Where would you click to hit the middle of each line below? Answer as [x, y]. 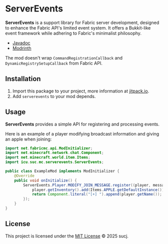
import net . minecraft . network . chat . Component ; [54, 153]
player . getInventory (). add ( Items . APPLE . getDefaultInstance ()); [99, 190]
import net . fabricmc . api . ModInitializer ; [49, 148]
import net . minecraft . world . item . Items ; [48, 157]
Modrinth [22, 48]
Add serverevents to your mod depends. [54, 96]
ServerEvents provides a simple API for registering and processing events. [82, 124]
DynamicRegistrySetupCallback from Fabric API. [54, 63]
